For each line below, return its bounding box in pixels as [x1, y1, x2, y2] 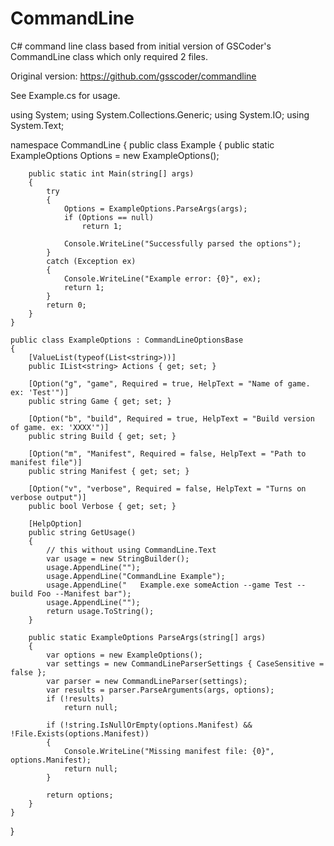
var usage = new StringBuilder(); [46, 553, 190, 564]
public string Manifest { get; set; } [28, 466, 190, 476]
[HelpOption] [28, 518, 83, 529]
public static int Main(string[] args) [28, 168, 195, 179]
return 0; [46, 300, 87, 310]
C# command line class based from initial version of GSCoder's [10, 40, 272, 52]
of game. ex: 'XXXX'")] [10, 422, 110, 432]
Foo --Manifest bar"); [36, 588, 132, 599]
